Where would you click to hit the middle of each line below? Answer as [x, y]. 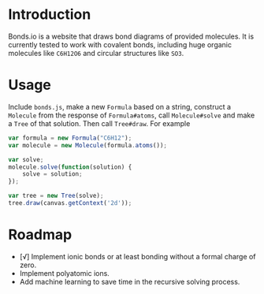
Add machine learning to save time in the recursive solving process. [130, 281]
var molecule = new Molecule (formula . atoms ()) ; [88, 145]
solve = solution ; [52, 174]
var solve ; [26, 159]
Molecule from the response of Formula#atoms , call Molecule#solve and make [132, 115]
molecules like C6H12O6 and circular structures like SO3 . [96, 53]
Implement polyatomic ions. [65, 273]
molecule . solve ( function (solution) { [70, 167]
